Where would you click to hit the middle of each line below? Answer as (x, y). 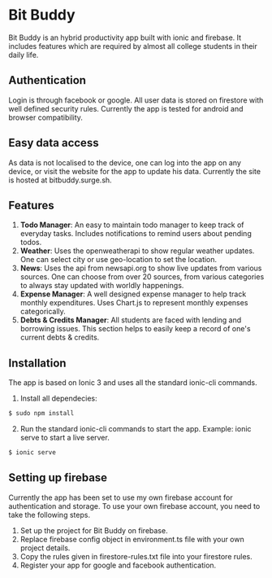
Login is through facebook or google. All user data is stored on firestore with (136, 100)
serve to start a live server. (65, 438)
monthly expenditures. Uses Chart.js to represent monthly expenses (134, 303)
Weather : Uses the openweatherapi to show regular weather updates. (137, 251)
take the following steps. (50, 515)
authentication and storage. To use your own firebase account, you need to (134, 506)
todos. (31, 243)
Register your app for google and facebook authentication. (118, 565)
